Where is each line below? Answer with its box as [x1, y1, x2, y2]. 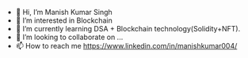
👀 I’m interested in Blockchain [15, 16, 113, 25]
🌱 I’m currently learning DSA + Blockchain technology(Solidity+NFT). [15, 24, 241, 33]
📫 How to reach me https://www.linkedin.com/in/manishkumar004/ [15, 42, 238, 50]
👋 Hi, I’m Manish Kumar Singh [15, 8, 113, 16]
